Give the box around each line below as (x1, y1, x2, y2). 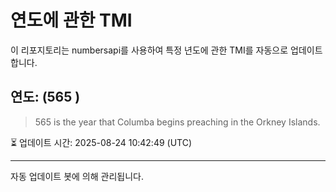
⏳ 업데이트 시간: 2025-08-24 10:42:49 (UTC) (10, 136, 193, 148)
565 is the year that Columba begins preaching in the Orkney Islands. (34, 116, 321, 128)
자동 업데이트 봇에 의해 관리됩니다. (10, 170, 144, 182)
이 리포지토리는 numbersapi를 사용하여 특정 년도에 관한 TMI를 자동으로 (10, 44, 289, 56)
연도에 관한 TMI (10, 9, 133, 32)
